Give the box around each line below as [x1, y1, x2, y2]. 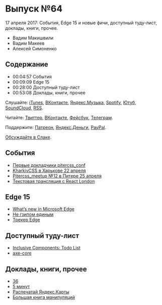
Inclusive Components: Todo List [12, 245, 80, 251]
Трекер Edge [12, 217, 40, 223]
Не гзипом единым [12, 211, 54, 217]
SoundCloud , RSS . [5, 104, 44, 111]
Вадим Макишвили [12, 35, 54, 41]
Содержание [5, 60, 49, 69]
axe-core [12, 250, 32, 256]
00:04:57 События [12, 74, 52, 80]
